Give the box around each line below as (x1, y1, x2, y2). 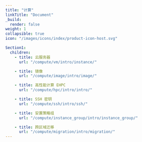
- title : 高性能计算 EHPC (14, 83, 66, 88)
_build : (5, 17, 22, 22)
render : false (10, 21, 40, 27)
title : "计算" (5, 7, 34, 13)
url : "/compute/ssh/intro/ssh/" (18, 101, 88, 106)
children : (10, 50, 31, 55)
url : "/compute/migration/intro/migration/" (18, 129, 115, 134)
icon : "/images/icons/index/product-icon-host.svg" (5, 36, 117, 41)
